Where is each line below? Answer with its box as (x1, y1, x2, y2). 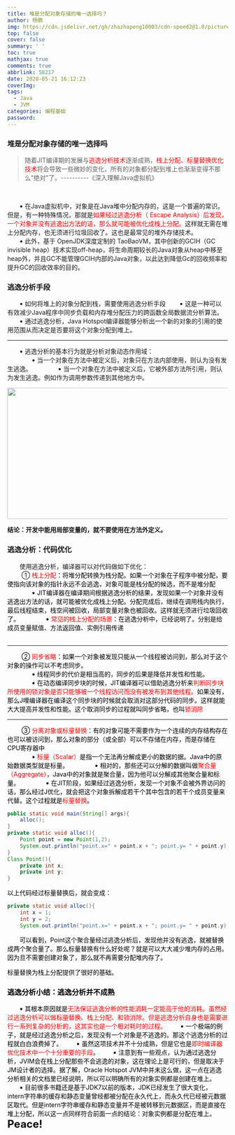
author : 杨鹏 (7, 17, 43, 24)
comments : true (7, 62, 52, 69)
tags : (7, 88, 23, 95)
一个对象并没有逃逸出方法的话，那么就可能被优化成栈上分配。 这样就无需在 (7, 219, 222, 227)
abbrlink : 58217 (7, 69, 55, 76)
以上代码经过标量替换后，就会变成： (7, 889, 112, 897)
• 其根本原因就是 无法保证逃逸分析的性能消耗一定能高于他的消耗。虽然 (20, 1003, 222, 1013)
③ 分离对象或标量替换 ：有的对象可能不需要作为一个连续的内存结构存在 (21, 726, 228, 735)
